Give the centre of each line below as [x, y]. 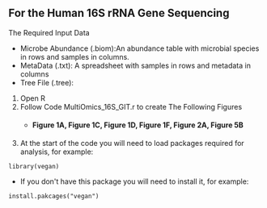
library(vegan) [34, 167]
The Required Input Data [49, 32]
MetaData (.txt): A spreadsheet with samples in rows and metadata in [135, 65]
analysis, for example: [57, 152]
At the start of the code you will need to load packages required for [132, 144]
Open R [33, 98]
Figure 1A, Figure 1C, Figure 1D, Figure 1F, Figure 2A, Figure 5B [138, 125]
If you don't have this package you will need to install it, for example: [134, 181]
